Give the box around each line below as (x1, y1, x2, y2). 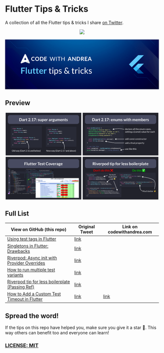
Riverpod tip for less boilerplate (7, 279, 70, 285)
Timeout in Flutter (7, 296, 43, 302)
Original (78, 224, 95, 230)
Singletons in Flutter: (7, 243, 49, 249)
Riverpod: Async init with (7, 255, 57, 261)
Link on (122, 224, 138, 230)
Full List (5, 209, 29, 218)
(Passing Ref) (7, 284, 35, 290)
